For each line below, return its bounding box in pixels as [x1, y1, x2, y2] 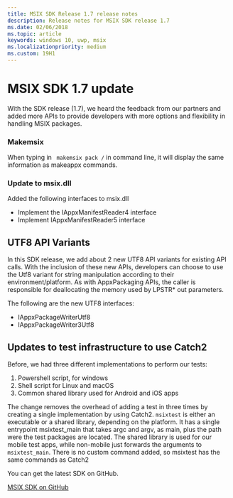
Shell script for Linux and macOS [17, 381, 114, 390]
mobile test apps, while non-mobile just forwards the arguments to [7, 440, 202, 449]
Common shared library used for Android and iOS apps [17, 389, 179, 398]
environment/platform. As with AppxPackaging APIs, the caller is [7, 278, 196, 286]
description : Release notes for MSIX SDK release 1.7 [7, 17, 170, 24]
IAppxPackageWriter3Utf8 [17, 320, 94, 329]
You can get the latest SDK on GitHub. [7, 470, 119, 478]
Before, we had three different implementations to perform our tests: [7, 360, 207, 369]
